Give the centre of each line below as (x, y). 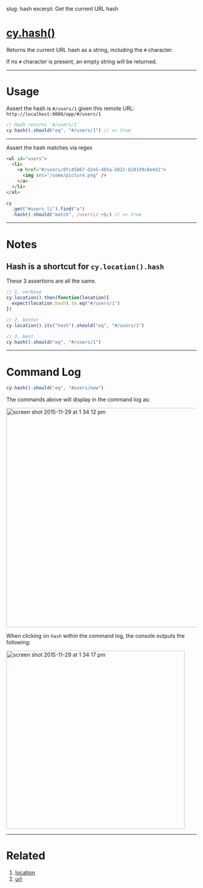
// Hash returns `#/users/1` (43, 124)
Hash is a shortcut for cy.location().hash (85, 266)
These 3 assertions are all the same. (51, 281)
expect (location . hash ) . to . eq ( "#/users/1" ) (66, 304)
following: (18, 642)
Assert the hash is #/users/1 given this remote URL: (70, 108)
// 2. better (23, 320)
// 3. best (20, 336)
